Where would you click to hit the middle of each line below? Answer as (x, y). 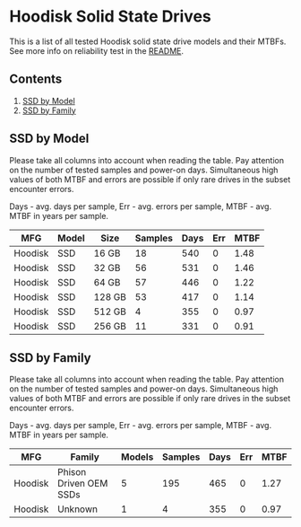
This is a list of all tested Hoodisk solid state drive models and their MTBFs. (148, 41)
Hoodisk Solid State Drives (111, 17)
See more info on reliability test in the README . (97, 50)
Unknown (77, 509)
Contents (36, 79)
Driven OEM (82, 484)
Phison (72, 472)
